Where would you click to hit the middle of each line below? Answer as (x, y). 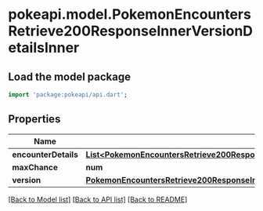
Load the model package (70, 76)
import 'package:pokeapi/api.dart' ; (68, 95)
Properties (34, 119)
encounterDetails (45, 155)
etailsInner (44, 48)
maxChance (35, 167)
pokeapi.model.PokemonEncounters (130, 15)
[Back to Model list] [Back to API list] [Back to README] (98, 199)
